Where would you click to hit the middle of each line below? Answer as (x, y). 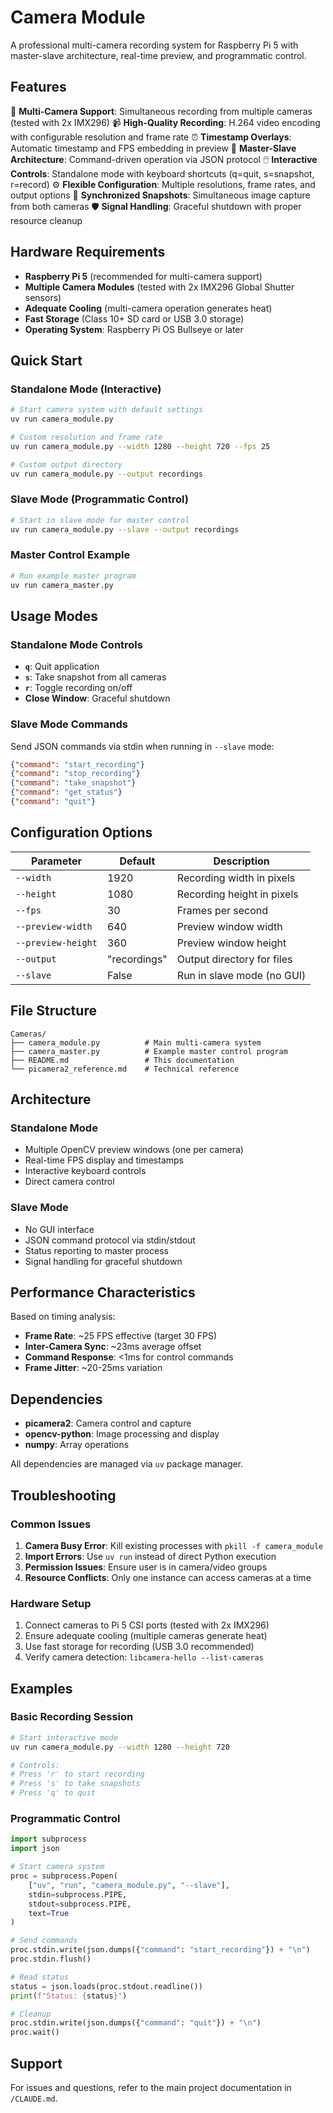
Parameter (56, 861)
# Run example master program (73, 576)
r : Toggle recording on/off (78, 688)
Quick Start (46, 360)
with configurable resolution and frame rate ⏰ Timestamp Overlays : (151, 137)
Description (241, 861)
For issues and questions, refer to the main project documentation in (151, 2087)
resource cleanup (46, 220)
